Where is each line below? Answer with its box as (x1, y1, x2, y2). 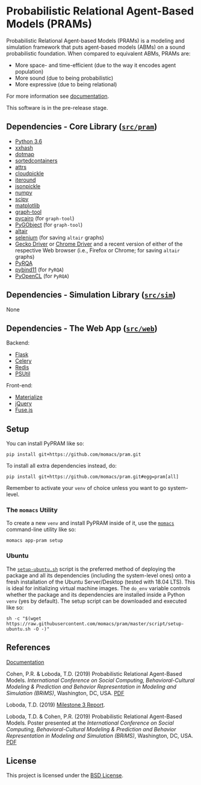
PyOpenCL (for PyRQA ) (14, 272, 69, 279)
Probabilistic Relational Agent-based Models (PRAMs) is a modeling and (6, 37, 185, 44)
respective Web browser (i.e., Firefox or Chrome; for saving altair (14, 246, 181, 254)
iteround (14, 176, 36, 183)
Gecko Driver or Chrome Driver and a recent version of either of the (14, 240, 183, 247)
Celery (14, 357, 32, 364)
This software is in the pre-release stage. (6, 104, 108, 111)
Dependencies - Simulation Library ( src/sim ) (6, 290, 176, 300)
